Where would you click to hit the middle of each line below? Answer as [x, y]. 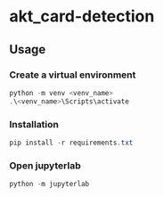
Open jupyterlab [45, 165]
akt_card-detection [82, 16]
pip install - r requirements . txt [71, 143]
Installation [34, 124]
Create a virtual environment [73, 75]
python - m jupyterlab [49, 185]
